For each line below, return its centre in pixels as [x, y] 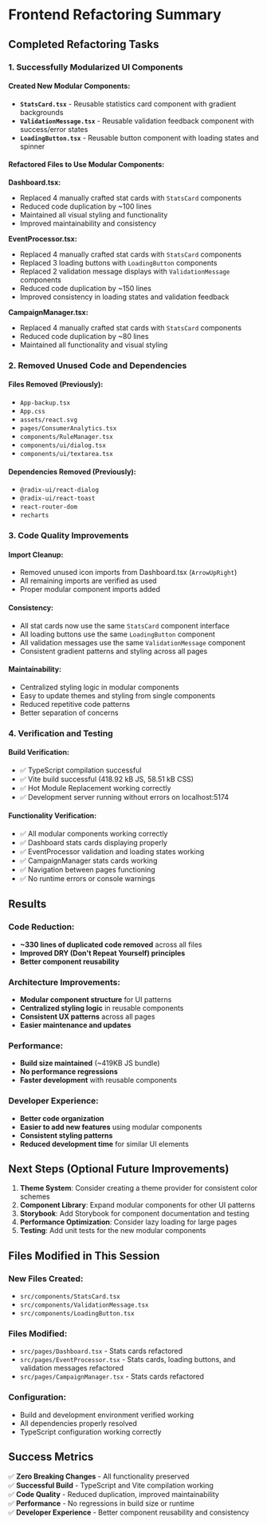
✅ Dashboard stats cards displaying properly [93, 843]
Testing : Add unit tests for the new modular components [113, 1231]
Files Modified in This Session [84, 1256]
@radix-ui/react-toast [57, 499]
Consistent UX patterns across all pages [87, 1016]
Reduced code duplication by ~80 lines [84, 336]
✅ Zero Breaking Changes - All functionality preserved [99, 1476]
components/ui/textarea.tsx [66, 454]
